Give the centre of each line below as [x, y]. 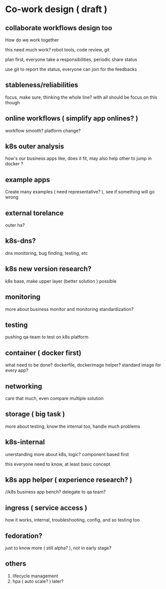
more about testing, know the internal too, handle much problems [73, 426]
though [13, 102]
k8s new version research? [48, 269]
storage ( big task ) [35, 414]
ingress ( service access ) [46, 508]
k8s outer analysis [35, 146]
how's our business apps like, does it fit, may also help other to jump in [78, 158]
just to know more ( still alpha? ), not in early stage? [58, 548]
